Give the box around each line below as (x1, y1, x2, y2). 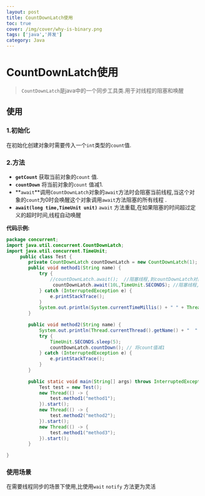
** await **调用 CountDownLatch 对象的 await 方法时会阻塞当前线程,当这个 (15, 188, 190, 195)
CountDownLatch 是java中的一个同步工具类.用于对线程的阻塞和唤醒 (21, 87, 184, 94)
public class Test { (20, 253, 72, 260)
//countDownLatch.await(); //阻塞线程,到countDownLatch (49, 276, 193, 283)
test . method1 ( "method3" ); (49, 429, 116, 436)
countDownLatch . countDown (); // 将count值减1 (49, 345, 165, 351)
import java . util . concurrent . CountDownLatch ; (6, 242, 124, 248)
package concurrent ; (6, 236, 59, 243)
